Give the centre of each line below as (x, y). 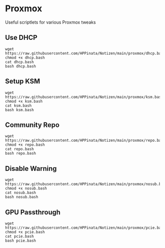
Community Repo (32, 125)
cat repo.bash (20, 149)
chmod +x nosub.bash (26, 188)
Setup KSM (23, 81)
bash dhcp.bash (21, 66)
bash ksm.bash (20, 110)
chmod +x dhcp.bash (25, 58)
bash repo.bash (21, 154)
